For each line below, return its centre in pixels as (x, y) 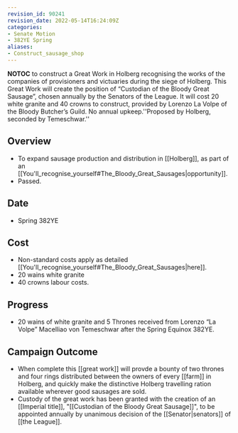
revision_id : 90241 (36, 14)
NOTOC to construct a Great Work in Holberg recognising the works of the (117, 73)
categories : (25, 27)
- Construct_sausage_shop (45, 54)
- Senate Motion (31, 34)
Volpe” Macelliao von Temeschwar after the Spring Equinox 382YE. (116, 329)
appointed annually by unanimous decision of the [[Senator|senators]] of (124, 414)
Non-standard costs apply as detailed (73, 260)
